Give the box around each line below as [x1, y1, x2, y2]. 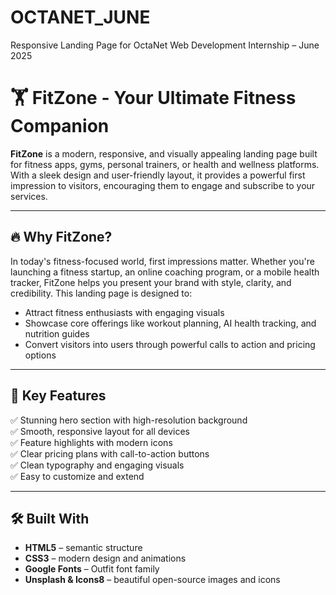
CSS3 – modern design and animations [24, 552, 187, 565]
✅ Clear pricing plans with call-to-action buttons [10, 447, 210, 460]
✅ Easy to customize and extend [10, 470, 145, 482]
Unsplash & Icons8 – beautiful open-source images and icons [24, 574, 281, 586]
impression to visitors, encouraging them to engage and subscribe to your [10, 179, 316, 191]
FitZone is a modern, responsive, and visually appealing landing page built [10, 147, 318, 160]
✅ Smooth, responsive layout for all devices [10, 425, 191, 437]
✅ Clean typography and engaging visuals [10, 459, 185, 471]
